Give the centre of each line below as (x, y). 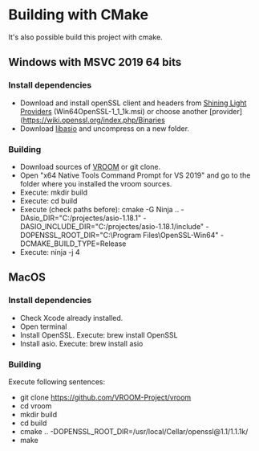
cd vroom (36, 406)
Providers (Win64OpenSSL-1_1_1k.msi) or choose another (114, 111)
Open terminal (43, 326)
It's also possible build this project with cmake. (85, 37)
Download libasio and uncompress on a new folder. (105, 128)
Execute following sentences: (57, 381)
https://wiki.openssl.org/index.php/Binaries (94, 120)
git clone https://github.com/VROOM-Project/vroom (105, 397)
